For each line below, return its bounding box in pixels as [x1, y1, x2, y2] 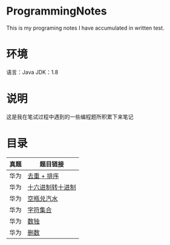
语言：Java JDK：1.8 [6, 68, 59, 76]
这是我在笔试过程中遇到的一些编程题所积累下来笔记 [6, 113, 134, 120]
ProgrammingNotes [6, 4, 107, 18]
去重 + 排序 [27, 171, 59, 180]
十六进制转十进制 [27, 183, 77, 191]
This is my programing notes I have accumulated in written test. [6, 24, 165, 31]
